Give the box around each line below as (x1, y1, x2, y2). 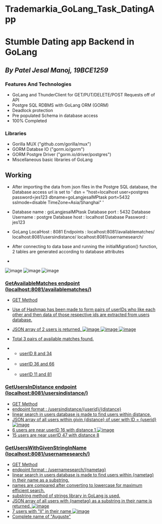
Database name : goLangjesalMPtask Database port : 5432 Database (12, 209, 151, 215)
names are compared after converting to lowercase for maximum (12, 482, 143, 488)
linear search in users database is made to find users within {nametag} (12, 472, 154, 478)
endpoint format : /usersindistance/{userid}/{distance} (12, 406, 122, 412)
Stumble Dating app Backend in (5, 36, 135, 47)
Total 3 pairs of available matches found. (12, 336, 94, 342)
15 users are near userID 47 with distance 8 (12, 432, 100, 438)
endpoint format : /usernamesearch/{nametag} (12, 467, 106, 473)
